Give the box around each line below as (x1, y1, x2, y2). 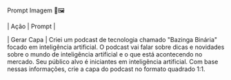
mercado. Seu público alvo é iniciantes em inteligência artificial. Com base (7, 58, 219, 66)
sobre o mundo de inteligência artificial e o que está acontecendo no (7, 50, 203, 58)
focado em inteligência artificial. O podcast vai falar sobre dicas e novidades (7, 43, 225, 51)
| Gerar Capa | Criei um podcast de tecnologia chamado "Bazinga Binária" (7, 36, 218, 43)
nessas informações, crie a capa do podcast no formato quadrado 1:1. (7, 65, 205, 73)
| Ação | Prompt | (7, 22, 56, 30)
